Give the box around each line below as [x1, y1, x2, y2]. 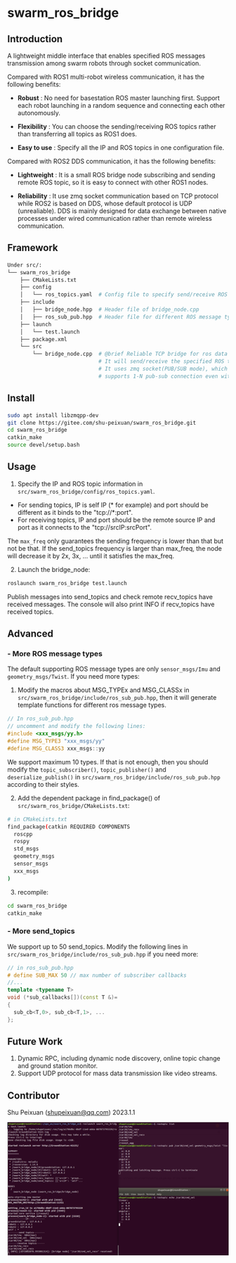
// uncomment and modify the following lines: [7, 723, 146, 730]
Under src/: [7, 262, 42, 269]
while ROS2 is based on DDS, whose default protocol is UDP [17, 199, 193, 207]
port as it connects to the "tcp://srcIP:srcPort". [17, 522, 152, 532]
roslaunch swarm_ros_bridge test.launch [7, 579, 128, 586]
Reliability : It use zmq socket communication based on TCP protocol [17, 192, 219, 200]
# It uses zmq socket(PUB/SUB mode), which [98, 366, 228, 373]
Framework [7, 242, 58, 254]
